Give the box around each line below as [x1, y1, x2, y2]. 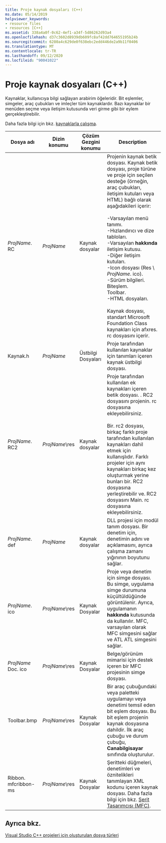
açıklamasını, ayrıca [107, 542, 153, 548]
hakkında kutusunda [107, 611, 155, 618]
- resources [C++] [5, 26, 43, 31]
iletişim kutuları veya [107, 190, 155, 197]
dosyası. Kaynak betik [107, 159, 158, 166]
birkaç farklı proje [107, 428, 148, 435]
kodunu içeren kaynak [107, 784, 159, 791]
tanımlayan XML [107, 778, 144, 785]
